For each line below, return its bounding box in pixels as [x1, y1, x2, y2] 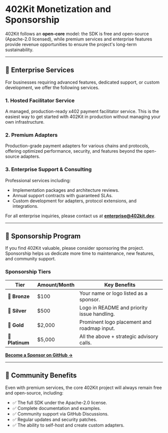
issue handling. [79, 310, 115, 317]
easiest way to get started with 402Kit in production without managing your [5, 114, 161, 120]
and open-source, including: [5, 389, 63, 396]
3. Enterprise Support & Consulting [5, 166, 92, 173]
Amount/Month [37, 281, 75, 288]
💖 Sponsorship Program [5, 232, 81, 241]
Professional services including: [5, 177, 71, 183]
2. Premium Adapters [5, 131, 58, 138]
